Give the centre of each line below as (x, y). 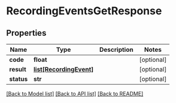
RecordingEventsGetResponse (84, 11)
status (19, 79)
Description (116, 50)
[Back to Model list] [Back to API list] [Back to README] (75, 94)
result (18, 69)
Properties (26, 33)
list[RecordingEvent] (63, 69)
